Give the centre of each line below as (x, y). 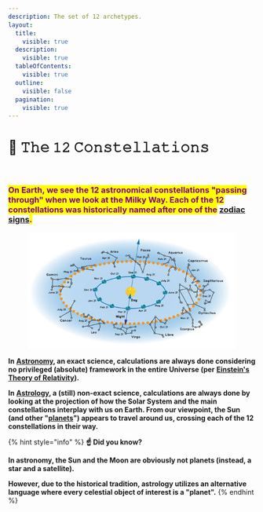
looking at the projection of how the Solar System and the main (113, 401)
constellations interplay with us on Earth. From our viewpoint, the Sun (124, 410)
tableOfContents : (44, 67)
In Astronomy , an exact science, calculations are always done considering (132, 361)
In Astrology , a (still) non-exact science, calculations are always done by (129, 393)
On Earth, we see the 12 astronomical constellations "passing (128, 190)
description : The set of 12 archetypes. (75, 16)
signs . (20, 220)
